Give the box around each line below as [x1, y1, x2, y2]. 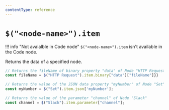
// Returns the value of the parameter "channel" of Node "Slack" [5, 95, 147, 100]
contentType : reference [5, 7, 55, 12]
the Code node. [5, 48, 38, 55]
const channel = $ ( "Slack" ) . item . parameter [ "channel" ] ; [5, 100, 125, 105]
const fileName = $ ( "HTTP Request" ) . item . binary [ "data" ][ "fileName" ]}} [5, 73, 158, 78]
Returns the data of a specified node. [5, 58, 82, 64]
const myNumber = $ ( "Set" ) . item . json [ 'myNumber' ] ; [5, 86, 114, 91]
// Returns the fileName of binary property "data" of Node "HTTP [5, 68, 147, 73]
